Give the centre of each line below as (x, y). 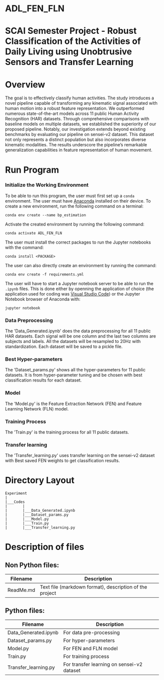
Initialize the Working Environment (47, 185)
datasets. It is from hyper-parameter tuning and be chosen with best (74, 375)
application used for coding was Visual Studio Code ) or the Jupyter (73, 294)
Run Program (32, 170)
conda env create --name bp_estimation (46, 215)
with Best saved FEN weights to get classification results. (62, 461)
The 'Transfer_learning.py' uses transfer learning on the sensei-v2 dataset (80, 455)
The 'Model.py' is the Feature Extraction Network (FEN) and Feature (73, 404)
